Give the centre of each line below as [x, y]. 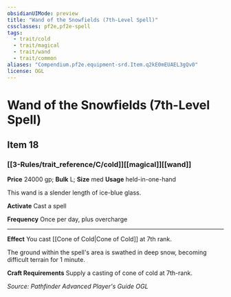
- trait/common [35, 58]
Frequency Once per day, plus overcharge [67, 219]
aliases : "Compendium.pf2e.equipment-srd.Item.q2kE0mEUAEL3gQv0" [102, 65]
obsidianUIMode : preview [43, 13]
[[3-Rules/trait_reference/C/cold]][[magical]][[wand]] [99, 164]
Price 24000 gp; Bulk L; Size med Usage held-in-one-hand [92, 179]
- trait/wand [32, 52]
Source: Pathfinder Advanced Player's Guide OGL [78, 287]
